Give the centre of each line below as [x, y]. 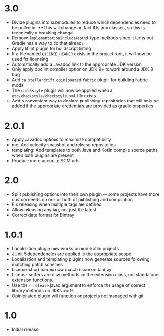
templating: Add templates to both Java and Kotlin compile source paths [85, 150]
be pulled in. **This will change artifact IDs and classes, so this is [78, 27]
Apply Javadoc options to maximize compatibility [61, 139]
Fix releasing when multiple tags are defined [56, 204]
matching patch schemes [37, 264]
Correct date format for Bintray [43, 215]
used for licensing [30, 59]
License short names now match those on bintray [62, 269]
